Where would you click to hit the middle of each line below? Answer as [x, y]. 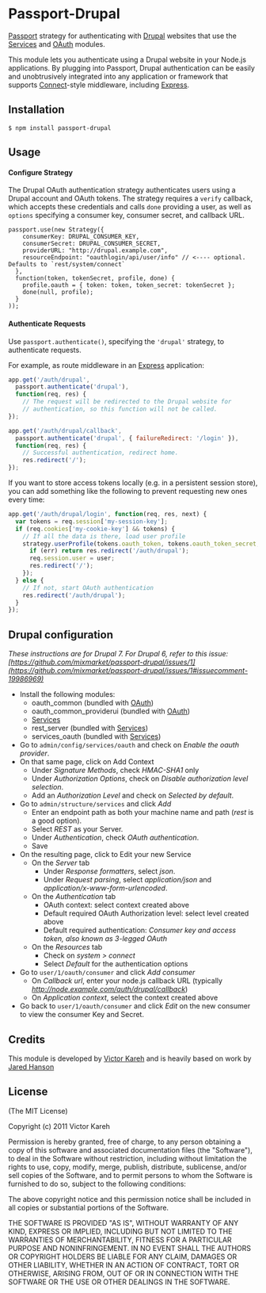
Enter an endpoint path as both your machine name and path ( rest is [142, 813]
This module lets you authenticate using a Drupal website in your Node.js [127, 59]
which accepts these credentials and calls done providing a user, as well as [130, 207]
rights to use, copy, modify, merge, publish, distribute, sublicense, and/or [127, 1167]
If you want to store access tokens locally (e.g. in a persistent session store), [133, 483]
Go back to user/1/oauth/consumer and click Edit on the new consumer [135, 1006]
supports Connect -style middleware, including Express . [99, 85]
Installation [36, 110]
